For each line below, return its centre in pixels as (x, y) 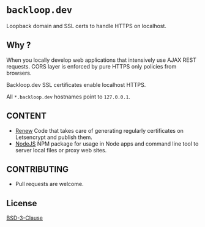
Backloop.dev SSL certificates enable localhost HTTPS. (76, 84)
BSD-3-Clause (24, 218)
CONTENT (27, 116)
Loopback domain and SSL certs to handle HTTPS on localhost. (87, 26)
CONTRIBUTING (38, 169)
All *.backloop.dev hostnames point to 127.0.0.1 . (68, 97)
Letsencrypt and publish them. (54, 137)
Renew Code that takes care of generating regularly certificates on (99, 130)
